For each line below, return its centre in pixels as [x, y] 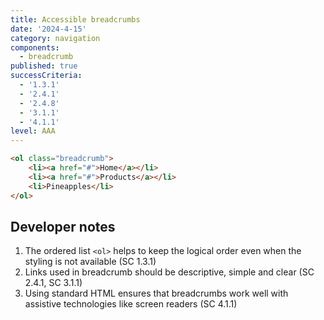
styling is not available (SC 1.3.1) [90, 262]
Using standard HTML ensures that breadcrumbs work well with [156, 293]
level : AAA [33, 131]
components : [35, 47]
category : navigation [55, 38]
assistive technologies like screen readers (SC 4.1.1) [131, 304]
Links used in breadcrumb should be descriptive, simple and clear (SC [169, 272]
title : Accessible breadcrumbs [75, 19]
